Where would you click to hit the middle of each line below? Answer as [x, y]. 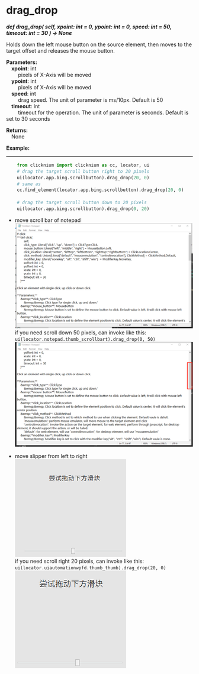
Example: [18, 148]
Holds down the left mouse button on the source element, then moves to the [99, 44]
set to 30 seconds [28, 118]
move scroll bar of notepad [48, 220]
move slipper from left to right [51, 456]
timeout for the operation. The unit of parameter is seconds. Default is [103, 112]
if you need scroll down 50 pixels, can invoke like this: [80, 333]
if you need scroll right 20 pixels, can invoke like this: [79, 561]
